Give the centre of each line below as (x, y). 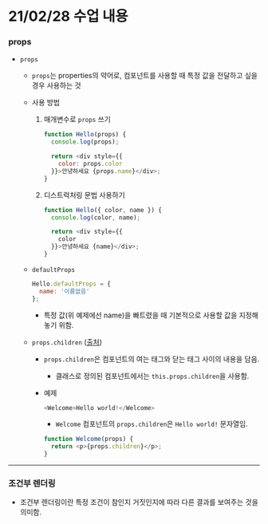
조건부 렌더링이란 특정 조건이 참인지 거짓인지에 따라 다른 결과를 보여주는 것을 (139, 502)
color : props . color (91, 164)
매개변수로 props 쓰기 (77, 120)
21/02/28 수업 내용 (69, 16)
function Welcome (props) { (89, 439)
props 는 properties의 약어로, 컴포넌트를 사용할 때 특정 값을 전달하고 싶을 (144, 76)
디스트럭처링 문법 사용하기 (84, 195)
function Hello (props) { (85, 135)
